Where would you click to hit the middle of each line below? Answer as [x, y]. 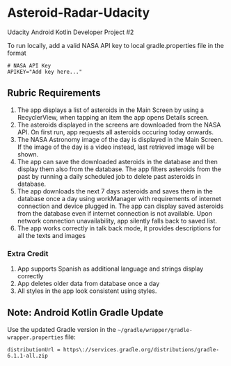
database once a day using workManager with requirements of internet [119, 198]
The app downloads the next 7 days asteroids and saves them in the [115, 191]
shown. [28, 154]
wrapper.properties [35, 337]
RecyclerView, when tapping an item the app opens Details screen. [113, 117]
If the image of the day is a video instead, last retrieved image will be [115, 147]
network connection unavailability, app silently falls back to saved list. [117, 221]
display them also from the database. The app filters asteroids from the [119, 169]
